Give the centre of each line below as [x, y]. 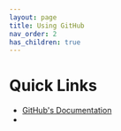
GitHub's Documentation [67, 111]
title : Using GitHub [47, 26]
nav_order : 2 [33, 34]
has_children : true [45, 42]
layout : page [33, 17]
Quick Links [53, 86]
